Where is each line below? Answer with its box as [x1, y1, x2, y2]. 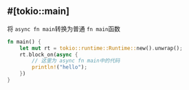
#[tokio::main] [7, 5, 70, 17]
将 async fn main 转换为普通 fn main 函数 [7, 24, 121, 33]
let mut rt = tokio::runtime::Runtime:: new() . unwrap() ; [19, 45, 184, 52]
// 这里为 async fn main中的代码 [32, 58, 120, 65]
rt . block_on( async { [19, 51, 78, 58]
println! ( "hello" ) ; [32, 64, 88, 71]
